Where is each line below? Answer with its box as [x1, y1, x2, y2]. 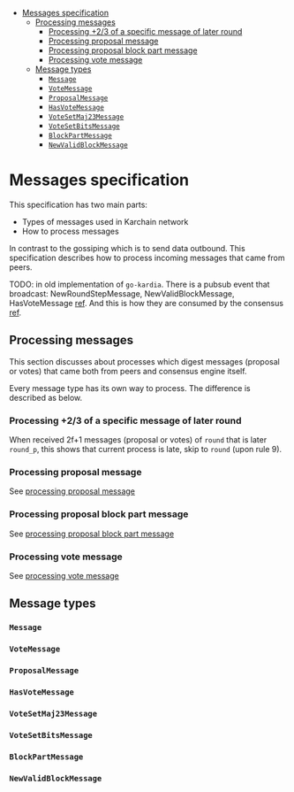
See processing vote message [9, 570, 119, 581]
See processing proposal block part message [9, 528, 175, 539]
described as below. [9, 392, 83, 403]
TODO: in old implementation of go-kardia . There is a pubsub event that [9, 279, 270, 289]
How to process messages [21, 226, 119, 236]
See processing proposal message [9, 486, 135, 496]
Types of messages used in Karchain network [21, 216, 189, 227]
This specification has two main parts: [9, 199, 148, 210]
